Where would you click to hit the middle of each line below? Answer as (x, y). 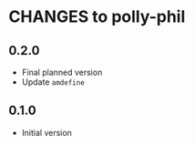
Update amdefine (53, 82)
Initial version (46, 132)
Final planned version (62, 72)
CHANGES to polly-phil (97, 17)
